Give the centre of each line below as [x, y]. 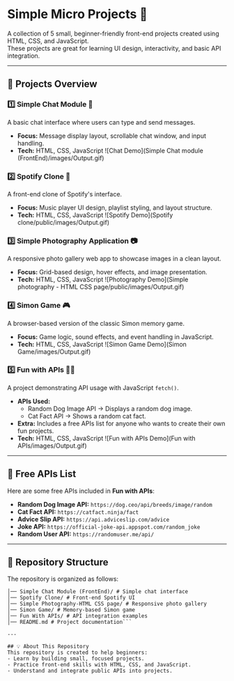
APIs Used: [34, 401]
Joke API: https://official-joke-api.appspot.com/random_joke [109, 526]
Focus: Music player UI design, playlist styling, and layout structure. [115, 208]
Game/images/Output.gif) [54, 352]
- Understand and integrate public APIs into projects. [90, 671]
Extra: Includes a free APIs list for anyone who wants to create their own [121, 423]
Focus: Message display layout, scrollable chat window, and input [112, 136]
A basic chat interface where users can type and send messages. [101, 122]
